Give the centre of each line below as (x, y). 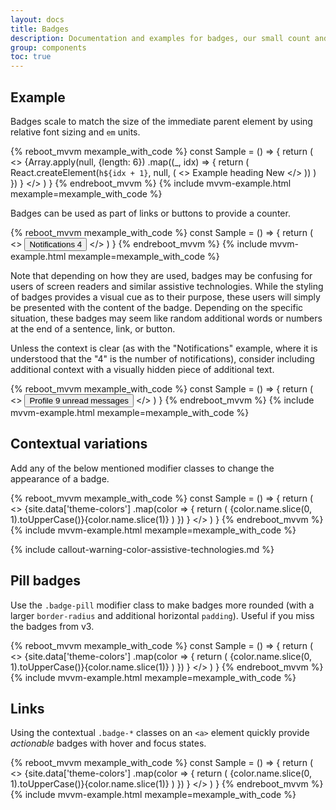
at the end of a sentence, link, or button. (93, 328)
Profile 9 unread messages (79, 400)
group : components (48, 47)
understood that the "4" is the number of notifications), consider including (162, 358)
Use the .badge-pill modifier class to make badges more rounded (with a (162, 605)
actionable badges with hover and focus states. (108, 743)
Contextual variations (79, 444)
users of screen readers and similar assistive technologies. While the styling (167, 286)
